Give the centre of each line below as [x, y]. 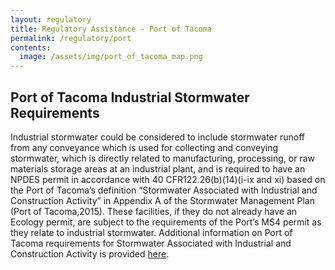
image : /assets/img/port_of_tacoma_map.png [111, 57]
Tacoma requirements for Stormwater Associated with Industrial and [151, 243]
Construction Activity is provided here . [90, 253]
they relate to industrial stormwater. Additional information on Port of [151, 232]
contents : [31, 47]
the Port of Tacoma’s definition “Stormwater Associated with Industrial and [164, 190]
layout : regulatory [51, 19]
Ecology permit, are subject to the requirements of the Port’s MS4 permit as [166, 222]
